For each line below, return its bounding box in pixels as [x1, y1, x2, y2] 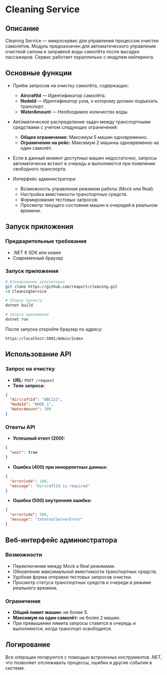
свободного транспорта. [12, 166, 67, 172]
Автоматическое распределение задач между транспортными [12, 118, 151, 125]
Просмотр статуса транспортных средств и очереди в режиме [12, 579, 152, 585]
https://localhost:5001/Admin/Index [5, 336, 83, 341]
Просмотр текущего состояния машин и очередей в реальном [20, 202, 158, 208]
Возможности [5, 551, 42, 559]
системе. [5, 665, 26, 671]
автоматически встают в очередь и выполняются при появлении [12, 160, 156, 166]
